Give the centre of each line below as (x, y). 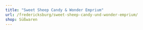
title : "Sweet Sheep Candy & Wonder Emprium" (54, 10)
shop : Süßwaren (21, 19)
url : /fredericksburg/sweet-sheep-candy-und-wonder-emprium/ (72, 15)
